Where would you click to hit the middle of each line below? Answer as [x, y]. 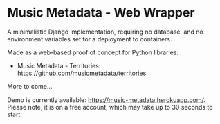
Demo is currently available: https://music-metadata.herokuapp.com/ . [106, 100]
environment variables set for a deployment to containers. [90, 39]
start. [15, 114]
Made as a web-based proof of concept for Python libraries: [93, 52]
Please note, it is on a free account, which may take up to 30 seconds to [110, 107]
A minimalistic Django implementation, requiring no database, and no [106, 32]
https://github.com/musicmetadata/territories [82, 73]
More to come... [30, 86]
